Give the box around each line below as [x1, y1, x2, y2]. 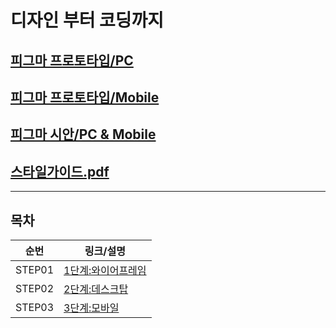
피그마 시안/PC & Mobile [10, 126, 157, 143]
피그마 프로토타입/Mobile [10, 89, 160, 106]
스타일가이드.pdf [10, 163, 110, 180]
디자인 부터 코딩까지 [10, 9, 165, 32]
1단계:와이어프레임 [63, 263, 147, 277]
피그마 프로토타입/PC [10, 52, 134, 69]
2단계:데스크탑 [63, 282, 129, 296]
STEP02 [15, 281, 55, 295]
